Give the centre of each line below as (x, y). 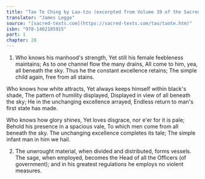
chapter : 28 (21, 40)
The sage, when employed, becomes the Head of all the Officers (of (101, 158)
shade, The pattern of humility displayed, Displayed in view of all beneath (99, 95)
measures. (28, 170)
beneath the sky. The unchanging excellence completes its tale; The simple (101, 133)
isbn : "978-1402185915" (37, 29)
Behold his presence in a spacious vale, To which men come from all (92, 126)
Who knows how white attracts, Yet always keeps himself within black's (96, 89)
